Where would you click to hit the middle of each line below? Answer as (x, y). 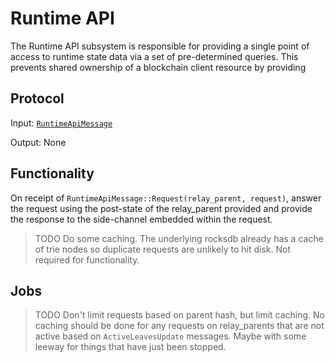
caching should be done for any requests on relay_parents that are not (179, 326)
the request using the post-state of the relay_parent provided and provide (161, 208)
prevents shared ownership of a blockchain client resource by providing (158, 67)
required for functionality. (87, 259)
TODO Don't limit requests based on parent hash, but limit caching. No (180, 315)
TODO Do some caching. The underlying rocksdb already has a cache (179, 238)
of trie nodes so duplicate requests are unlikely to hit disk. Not (162, 249)
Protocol (37, 98)
